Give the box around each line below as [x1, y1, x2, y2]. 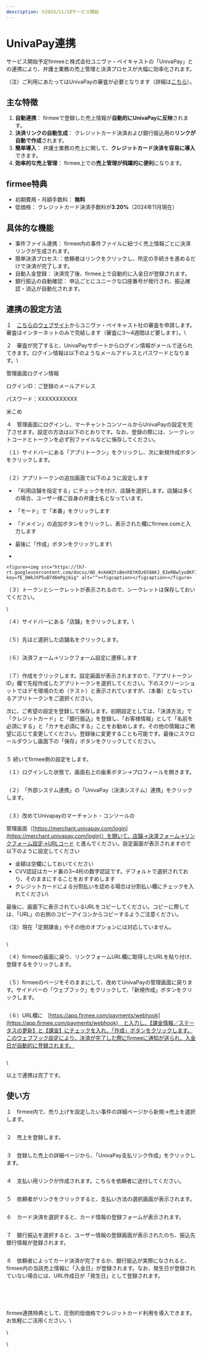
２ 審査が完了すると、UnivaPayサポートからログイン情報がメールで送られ [6, 341, 193, 349]
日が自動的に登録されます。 [6, 1042, 75, 1049]
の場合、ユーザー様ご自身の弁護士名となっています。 [14, 494, 146, 501]
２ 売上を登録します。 [6, 1133, 64, 1141]
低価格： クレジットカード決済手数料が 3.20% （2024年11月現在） [14, 203, 178, 211]
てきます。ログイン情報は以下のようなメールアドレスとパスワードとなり [6, 349, 185, 356]
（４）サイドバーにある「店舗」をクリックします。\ [6, 618, 134, 625]
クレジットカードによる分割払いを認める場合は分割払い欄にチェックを [14, 882, 189, 890]
